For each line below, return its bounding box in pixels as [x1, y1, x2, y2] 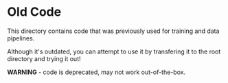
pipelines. [7, 34, 35, 42]
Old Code [7, 4, 62, 20]
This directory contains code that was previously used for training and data [7, 27, 220, 35]
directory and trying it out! [7, 54, 81, 62]
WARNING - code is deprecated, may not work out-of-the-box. [7, 68, 186, 76]
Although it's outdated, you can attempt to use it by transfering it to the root [7, 47, 221, 56]
